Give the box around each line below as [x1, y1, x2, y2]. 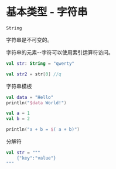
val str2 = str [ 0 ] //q [6, 71, 62, 77]
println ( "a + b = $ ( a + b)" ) [6, 127, 80, 132]
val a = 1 [6, 110, 30, 117]
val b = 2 [6, 116, 30, 122]
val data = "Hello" [6, 94, 54, 100]
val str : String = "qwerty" [6, 60, 75, 67]
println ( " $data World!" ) [6, 100, 67, 106]
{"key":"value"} [16, 155, 57, 161]
